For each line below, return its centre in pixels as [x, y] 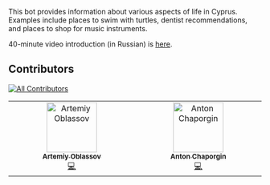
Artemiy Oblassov [72, 156]
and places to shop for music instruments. [78, 28]
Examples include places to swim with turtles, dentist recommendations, [128, 20]
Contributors [41, 69]
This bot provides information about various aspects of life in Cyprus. [123, 12]
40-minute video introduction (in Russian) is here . [90, 44]
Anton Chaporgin [198, 156]
